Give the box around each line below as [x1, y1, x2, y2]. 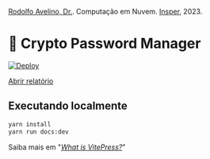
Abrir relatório [8, 76, 54, 86]
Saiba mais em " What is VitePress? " [8, 142, 126, 152]
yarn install [8, 120, 52, 128]
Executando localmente [8, 99, 128, 113]
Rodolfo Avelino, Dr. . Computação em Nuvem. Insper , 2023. [8, 7, 203, 16]
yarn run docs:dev [8, 127, 69, 136]
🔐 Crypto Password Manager [8, 35, 201, 52]
